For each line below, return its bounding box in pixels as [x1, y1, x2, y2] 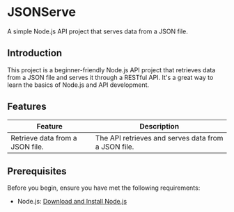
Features [7, 101, 47, 113]
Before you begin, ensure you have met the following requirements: [7, 184, 201, 192]
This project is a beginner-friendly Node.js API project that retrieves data [7, 65, 216, 74]
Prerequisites [7, 165, 67, 177]
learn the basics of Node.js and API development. [7, 81, 150, 89]
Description [139, 121, 180, 131]
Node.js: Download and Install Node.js [17, 197, 127, 206]
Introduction [7, 47, 63, 59]
